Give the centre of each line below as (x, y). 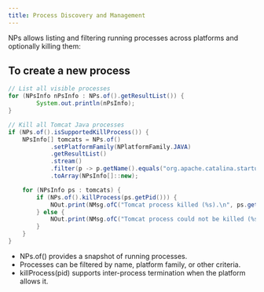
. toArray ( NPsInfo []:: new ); (94, 176)
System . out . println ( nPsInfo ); (86, 104)
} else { (51, 212)
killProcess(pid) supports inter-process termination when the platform (132, 272)
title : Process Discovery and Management (77, 15)
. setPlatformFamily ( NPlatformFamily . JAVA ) (121, 147)
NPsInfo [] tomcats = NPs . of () (72, 139)
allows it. (34, 281)
